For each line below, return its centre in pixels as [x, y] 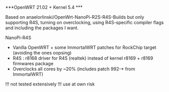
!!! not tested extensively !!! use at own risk [50, 84]
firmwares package [33, 63]
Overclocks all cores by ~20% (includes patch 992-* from [74, 69]
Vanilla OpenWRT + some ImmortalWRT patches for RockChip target [84, 47]
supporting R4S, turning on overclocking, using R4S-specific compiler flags [84, 22]
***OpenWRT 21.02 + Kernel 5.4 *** [44, 7]
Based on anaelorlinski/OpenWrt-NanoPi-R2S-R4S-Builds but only [75, 17]
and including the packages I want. [42, 28]
